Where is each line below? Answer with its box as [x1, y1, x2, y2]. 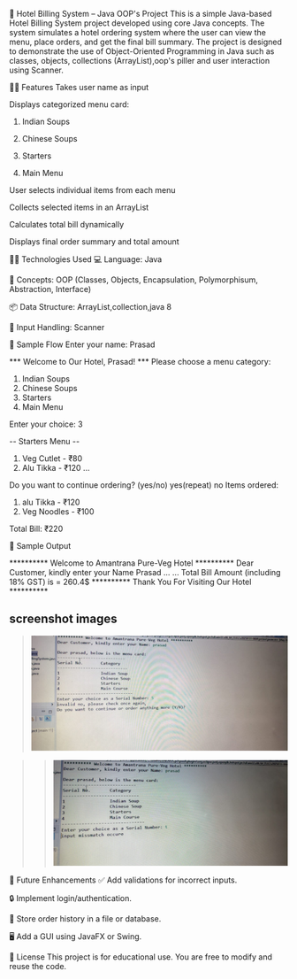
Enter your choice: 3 [9, 419, 83, 429]
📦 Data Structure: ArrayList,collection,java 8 [9, 302, 172, 312]
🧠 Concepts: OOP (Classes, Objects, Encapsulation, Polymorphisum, [9, 274, 259, 285]
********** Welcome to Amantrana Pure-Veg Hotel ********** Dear [9, 558, 255, 568]
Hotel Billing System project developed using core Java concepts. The [9, 18, 265, 28]
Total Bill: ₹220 [9, 523, 64, 534]
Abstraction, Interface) [9, 284, 91, 294]
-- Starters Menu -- [9, 436, 80, 446]
